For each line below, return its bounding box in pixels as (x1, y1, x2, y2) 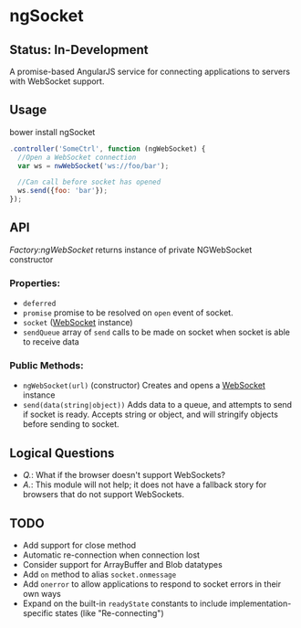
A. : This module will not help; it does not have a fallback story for (22, 479, 267, 490)
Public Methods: (9, 359, 84, 372)
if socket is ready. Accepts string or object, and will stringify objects (22, 409, 278, 420)
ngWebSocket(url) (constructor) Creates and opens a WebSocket (22, 380, 266, 391)
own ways (22, 589, 61, 600)
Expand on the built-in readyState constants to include (22, 598, 228, 609)
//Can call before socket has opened (17, 177, 161, 187)
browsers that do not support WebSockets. (22, 489, 185, 500)
